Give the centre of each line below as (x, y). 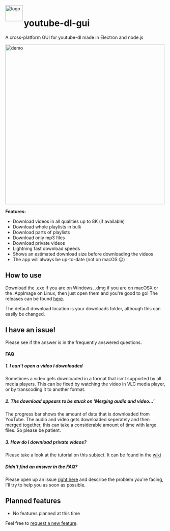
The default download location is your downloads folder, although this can (83, 308)
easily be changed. (25, 314)
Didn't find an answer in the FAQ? (41, 467)
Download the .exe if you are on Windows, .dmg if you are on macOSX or (82, 288)
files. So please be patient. (33, 430)
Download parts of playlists (41, 232)
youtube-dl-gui (57, 23)
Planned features (33, 501)
